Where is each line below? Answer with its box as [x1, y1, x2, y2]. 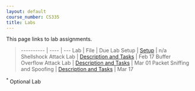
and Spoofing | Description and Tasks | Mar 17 [20, 66, 134, 73]
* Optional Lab [6, 77, 41, 85]
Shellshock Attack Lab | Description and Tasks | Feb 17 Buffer [20, 53, 171, 60]
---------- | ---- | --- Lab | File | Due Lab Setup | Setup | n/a [20, 47, 167, 54]
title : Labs [6, 19, 36, 25]
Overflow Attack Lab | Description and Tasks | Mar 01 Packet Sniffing [20, 59, 190, 66]
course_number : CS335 [6, 14, 60, 20]
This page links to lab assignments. [6, 36, 92, 43]
